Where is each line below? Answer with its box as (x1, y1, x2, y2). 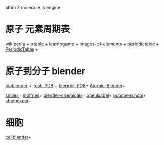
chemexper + (5, 97, 32, 103)
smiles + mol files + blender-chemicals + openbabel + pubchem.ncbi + (5, 92, 146, 98)
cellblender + (5, 134, 32, 140)
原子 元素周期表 (5, 24, 70, 35)
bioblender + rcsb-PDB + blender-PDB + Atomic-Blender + (5, 82, 126, 88)
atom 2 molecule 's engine (5, 5, 61, 10)
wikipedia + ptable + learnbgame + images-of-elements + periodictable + (5, 41, 159, 47)
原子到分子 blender (5, 65, 85, 77)
